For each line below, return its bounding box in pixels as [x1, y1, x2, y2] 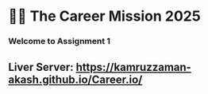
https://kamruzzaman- [75, 60, 192, 74]
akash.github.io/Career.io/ [8, 72, 143, 86]
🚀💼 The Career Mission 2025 [8, 7, 201, 25]
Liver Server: [8, 60, 74, 74]
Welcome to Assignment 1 [8, 36, 111, 47]
